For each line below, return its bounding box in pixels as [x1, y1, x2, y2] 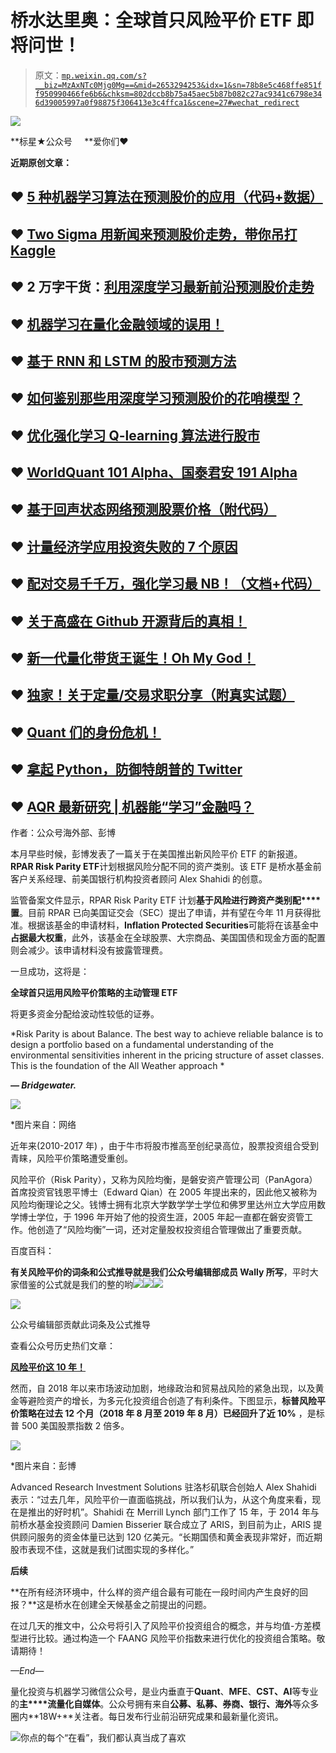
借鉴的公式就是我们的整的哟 [18, 1279, 133, 1290]
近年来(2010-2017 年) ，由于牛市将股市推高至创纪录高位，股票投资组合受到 [10, 1140, 319, 1151]
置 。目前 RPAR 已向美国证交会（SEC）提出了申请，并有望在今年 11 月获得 [10, 907, 313, 918]
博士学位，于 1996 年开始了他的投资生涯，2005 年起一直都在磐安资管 [18, 1211, 305, 1223]
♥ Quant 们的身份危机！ [10, 724, 162, 741]
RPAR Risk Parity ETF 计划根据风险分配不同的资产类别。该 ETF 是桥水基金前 [10, 861, 322, 872]
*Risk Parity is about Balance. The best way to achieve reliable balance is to [10, 1028, 324, 1040]
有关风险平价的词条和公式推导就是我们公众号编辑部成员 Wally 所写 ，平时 [10, 1266, 310, 1278]
